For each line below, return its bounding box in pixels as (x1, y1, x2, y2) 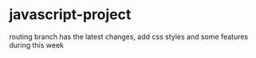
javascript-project (9, 6, 132, 24)
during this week (9, 40, 65, 49)
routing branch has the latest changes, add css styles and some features (9, 32, 249, 41)
